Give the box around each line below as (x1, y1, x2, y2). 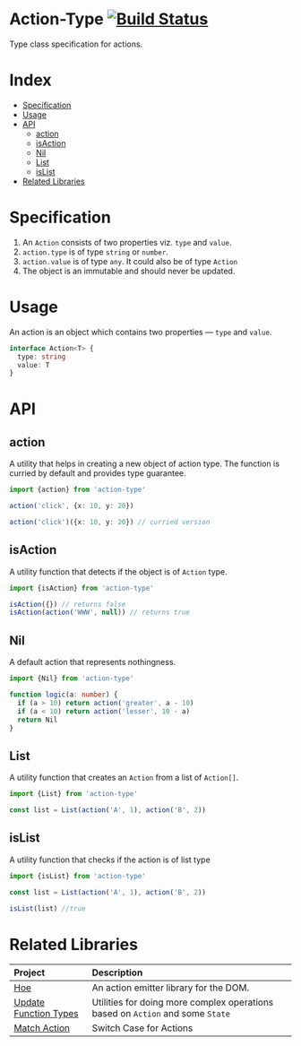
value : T (17, 360, 50, 369)
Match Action (13, 1022, 70, 1034)
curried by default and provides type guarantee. (9, 468, 186, 479)
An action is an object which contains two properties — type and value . (9, 326, 272, 337)
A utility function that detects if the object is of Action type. (9, 566, 228, 577)
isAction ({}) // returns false (9, 600, 126, 609)
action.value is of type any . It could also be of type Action (21, 255, 238, 266)
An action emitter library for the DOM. (91, 981, 250, 994)
